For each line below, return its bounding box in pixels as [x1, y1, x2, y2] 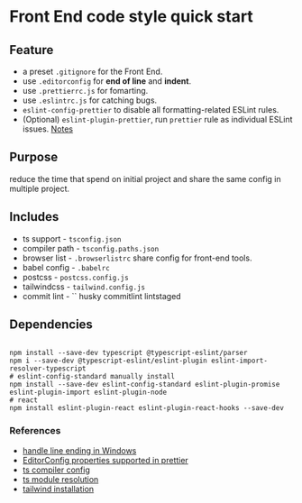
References [9, 425, 61, 437]
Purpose [9, 150, 59, 165]
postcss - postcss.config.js [22, 271, 129, 282]
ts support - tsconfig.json [22, 233, 122, 244]
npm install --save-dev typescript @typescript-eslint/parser [9, 349, 248, 358]
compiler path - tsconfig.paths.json [22, 242, 160, 253]
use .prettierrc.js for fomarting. [22, 86, 149, 96]
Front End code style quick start [9, 6, 254, 27]
